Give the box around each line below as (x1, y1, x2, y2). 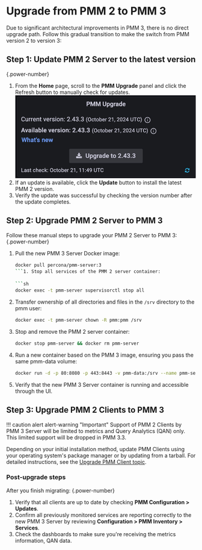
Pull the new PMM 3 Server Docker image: (14, 249, 120, 257)
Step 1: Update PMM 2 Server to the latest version (6, 54, 196, 64)
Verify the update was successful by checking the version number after (14, 192, 192, 199)
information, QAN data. (14, 537, 72, 544)
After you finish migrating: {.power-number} (6, 487, 115, 494)
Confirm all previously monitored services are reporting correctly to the (14, 511, 192, 519)
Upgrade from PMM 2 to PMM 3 (6, 4, 167, 18)
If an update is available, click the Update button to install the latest (14, 179, 182, 186)
